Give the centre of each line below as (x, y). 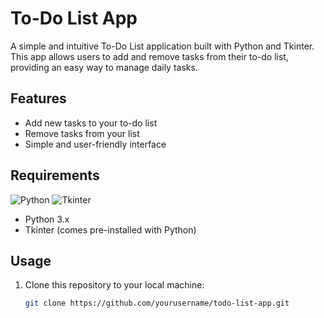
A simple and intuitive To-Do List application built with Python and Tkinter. (162, 46)
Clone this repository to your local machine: (114, 285)
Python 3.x (47, 219)
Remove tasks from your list (82, 133)
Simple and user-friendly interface (95, 144)
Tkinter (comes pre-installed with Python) (110, 229)
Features (38, 98)
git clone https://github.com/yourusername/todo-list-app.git (157, 303)
